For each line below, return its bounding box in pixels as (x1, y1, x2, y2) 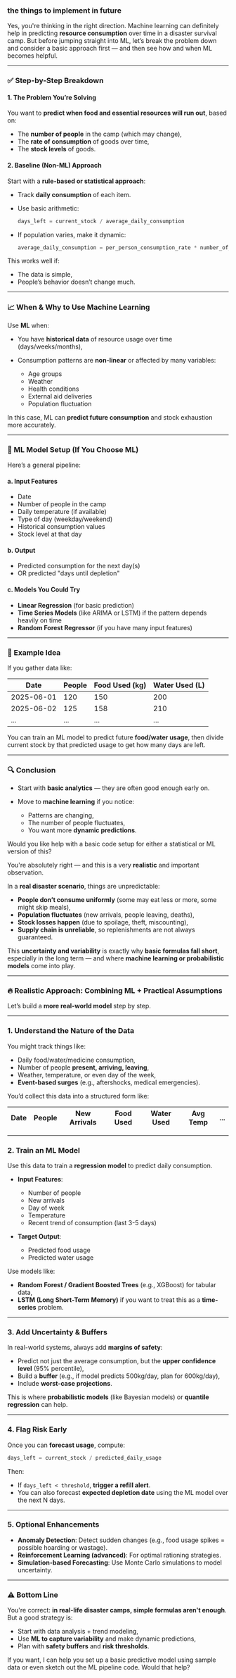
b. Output (7, 546, 36, 554)
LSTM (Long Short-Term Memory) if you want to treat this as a (17, 1296, 201, 1304)
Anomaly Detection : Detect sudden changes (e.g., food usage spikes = (17, 1536, 225, 1544)
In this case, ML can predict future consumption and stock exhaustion (7, 413, 213, 421)
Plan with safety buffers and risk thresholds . (17, 1642, 150, 1651)
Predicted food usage (27, 1246, 91, 1255)
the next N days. (17, 1496, 65, 1504)
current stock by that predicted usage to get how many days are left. (7, 740, 206, 749)
